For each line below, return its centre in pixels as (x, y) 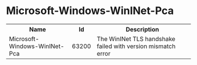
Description (142, 29)
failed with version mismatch (136, 46)
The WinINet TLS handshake (136, 39)
